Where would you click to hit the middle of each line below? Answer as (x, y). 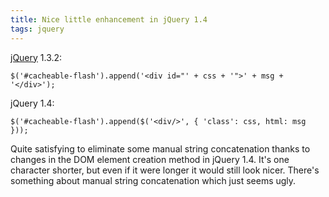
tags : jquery (37, 29)
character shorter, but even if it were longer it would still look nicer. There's (165, 170)
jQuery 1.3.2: (36, 57)
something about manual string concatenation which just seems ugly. (153, 180)
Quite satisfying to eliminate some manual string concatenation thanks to (160, 148)
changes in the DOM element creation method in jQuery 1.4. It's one (150, 159)
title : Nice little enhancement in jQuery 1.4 (109, 19)
